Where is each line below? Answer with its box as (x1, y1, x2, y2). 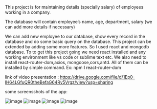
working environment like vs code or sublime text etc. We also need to (5, 54, 147, 60)
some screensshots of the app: (5, 89, 67, 94)
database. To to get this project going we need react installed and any (5, 49, 146, 55)
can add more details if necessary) (5, 24, 75, 30)
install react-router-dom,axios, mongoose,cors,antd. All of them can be (5, 60, 148, 65)
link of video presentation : (5, 74, 59, 80)
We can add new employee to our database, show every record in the (5, 34, 145, 39)
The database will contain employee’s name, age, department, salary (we (5, 19, 153, 24)
